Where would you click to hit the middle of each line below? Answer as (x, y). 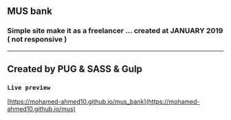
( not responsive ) (37, 39)
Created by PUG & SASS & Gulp (75, 69)
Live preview (29, 87)
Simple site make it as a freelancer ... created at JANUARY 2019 (115, 31)
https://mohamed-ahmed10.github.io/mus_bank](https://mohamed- (105, 101)
